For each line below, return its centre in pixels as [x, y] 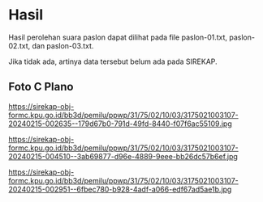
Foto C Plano [41, 87]
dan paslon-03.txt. [63, 45]
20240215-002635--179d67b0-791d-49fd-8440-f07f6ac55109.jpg [121, 124]
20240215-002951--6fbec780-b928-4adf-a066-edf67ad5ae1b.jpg [120, 189]
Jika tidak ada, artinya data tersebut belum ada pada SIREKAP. [113, 61]
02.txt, [19, 45]
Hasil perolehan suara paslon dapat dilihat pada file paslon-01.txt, [118, 37]
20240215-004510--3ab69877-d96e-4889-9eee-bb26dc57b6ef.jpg [123, 156]
